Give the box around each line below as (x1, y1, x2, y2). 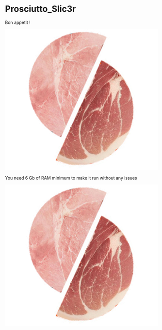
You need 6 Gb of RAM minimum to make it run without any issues (5, 175, 137, 181)
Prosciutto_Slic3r (5, 3, 76, 15)
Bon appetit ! (5, 19, 31, 25)
